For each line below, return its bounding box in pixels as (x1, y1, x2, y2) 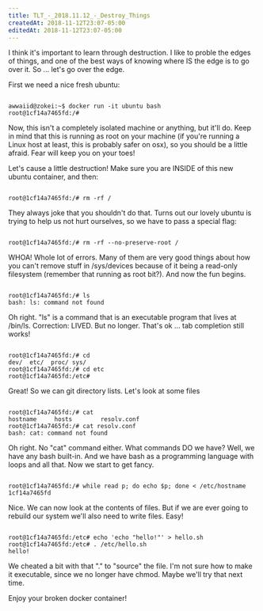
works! (8, 329, 31, 339)
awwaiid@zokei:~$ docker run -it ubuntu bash (8, 102, 161, 111)
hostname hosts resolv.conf (8, 416, 140, 423)
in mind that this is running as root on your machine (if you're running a (8, 131, 240, 141)
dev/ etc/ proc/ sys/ (8, 359, 87, 366)
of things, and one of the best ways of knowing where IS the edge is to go (8, 56, 250, 66)
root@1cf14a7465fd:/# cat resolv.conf (8, 423, 136, 431)
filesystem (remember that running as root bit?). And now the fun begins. (8, 270, 246, 279)
